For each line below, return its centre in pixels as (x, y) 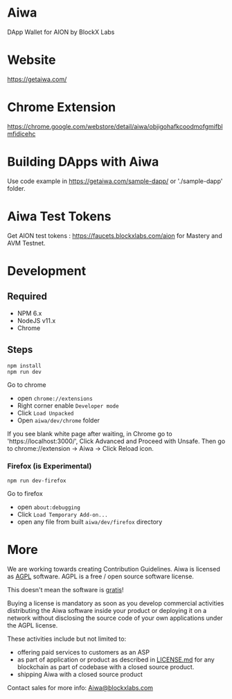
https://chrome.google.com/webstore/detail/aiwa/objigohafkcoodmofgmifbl (115, 126)
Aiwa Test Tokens (60, 216)
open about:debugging (49, 507)
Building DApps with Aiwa (83, 162)
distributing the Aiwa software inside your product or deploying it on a (107, 610)
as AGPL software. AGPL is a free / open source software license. (100, 576)
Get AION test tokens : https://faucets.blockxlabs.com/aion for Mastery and (115, 235)
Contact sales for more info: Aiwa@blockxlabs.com (80, 687)
